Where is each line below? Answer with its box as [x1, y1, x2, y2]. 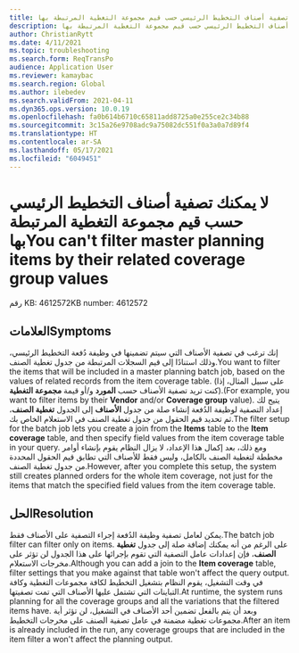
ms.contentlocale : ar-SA [9, 137, 102, 146]
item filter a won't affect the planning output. [9, 634, 173, 645]
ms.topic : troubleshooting [9, 46, 110, 55]
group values [9, 269, 109, 288]
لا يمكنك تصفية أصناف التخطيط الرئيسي [9, 193, 270, 212]
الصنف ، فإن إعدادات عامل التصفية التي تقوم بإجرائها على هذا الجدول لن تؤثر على [9, 549, 277, 559]
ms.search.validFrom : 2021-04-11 [9, 95, 134, 105]
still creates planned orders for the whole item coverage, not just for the [9, 470, 274, 482]
